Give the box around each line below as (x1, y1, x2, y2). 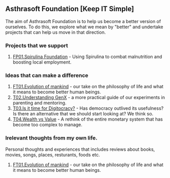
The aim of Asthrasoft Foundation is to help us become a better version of (5, 18, 161, 24)
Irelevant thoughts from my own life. (5, 134, 98, 142)
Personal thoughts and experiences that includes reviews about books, (5, 146, 155, 152)
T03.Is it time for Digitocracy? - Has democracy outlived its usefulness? (12, 105, 164, 111)
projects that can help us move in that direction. (5, 29, 106, 35)
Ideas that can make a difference (5, 72, 89, 79)
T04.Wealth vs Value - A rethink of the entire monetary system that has (12, 116, 163, 123)
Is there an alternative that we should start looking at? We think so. (12, 111, 154, 117)
